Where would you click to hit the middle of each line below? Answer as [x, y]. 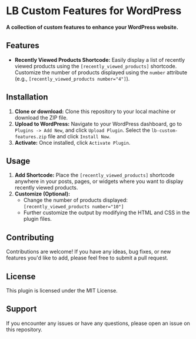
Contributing [30, 237]
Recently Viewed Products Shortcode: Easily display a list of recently [100, 59]
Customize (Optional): [42, 194]
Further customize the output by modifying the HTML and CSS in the [107, 212]
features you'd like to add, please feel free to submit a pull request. [87, 258]
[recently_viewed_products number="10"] [74, 207]
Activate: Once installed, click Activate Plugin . [72, 142]
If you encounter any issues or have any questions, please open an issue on [98, 323]
